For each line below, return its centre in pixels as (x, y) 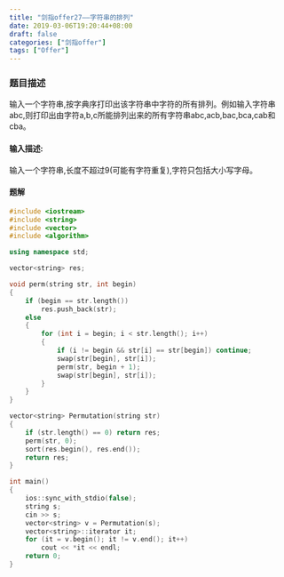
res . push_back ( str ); (79, 309)
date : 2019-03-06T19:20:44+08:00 (71, 26)
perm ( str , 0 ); (51, 441)
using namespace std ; (49, 252)
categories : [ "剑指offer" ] (58, 42)
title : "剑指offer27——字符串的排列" (72, 17)
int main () (29, 482)
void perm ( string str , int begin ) (73, 284)
